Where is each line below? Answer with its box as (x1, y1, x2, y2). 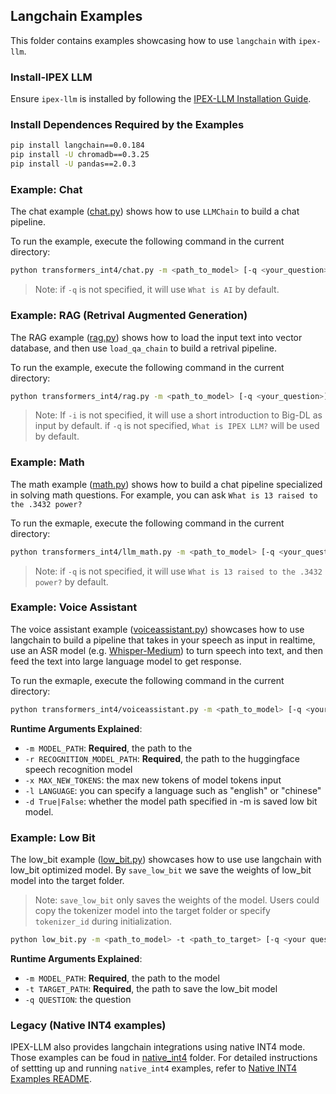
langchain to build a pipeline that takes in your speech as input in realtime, (10, 634, 316, 646)
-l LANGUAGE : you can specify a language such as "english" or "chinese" (24, 784, 322, 796)
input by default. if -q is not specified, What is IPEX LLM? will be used (34, 420, 320, 432)
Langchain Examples (10, 8, 143, 25)
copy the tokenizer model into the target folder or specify (34, 905, 271, 917)
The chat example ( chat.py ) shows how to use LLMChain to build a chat (10, 205, 300, 218)
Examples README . (10, 1073, 92, 1085)
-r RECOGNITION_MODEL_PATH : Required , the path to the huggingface (24, 752, 300, 764)
